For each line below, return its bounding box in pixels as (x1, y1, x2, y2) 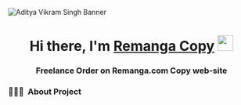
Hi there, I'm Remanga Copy (29, 38, 215, 55)
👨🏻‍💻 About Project (8, 86, 82, 97)
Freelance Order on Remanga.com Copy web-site (35, 65, 228, 76)
